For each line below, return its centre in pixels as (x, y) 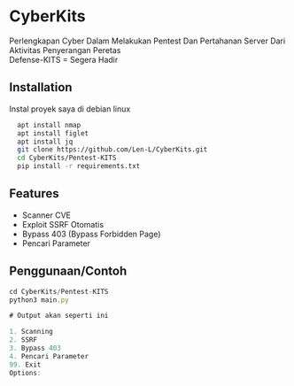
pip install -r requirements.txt (79, 166)
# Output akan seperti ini (59, 316)
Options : (25, 373)
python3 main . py (39, 300)
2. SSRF (23, 340)
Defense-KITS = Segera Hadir (64, 59)
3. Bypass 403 (35, 348)
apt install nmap (49, 125)
